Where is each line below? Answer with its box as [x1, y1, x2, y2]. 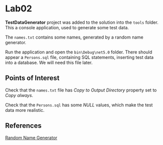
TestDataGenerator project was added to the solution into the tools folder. [5, 19, 159, 25]
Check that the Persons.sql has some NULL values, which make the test [5, 102, 153, 108]
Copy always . [5, 92, 33, 98]
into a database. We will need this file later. [5, 59, 93, 65]
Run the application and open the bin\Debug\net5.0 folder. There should [5, 49, 153, 55]
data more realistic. [5, 107, 45, 113]
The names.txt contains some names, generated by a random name [5, 34, 144, 40]
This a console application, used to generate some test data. [5, 24, 129, 30]
